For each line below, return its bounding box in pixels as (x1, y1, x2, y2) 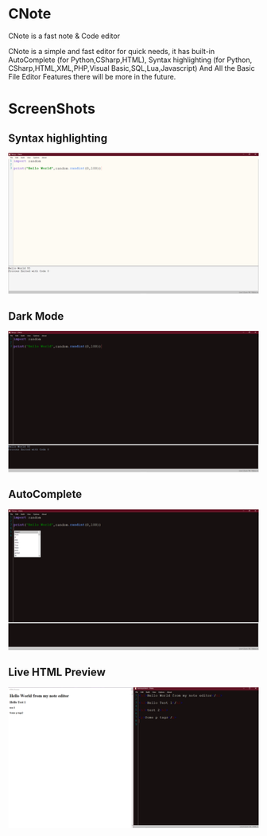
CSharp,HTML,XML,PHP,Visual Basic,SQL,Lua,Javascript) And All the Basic (8, 63, 256, 72)
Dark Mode (8, 309, 64, 323)
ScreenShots (8, 100, 95, 118)
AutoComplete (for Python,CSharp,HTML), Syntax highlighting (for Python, (8, 55, 253, 64)
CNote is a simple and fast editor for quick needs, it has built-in (8, 46, 215, 56)
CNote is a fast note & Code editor (8, 31, 121, 41)
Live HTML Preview (8, 666, 106, 679)
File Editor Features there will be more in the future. (8, 72, 176, 81)
